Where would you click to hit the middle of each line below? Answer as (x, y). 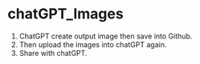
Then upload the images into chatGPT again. (93, 44)
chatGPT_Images (65, 14)
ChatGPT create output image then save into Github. (106, 36)
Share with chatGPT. (53, 53)
